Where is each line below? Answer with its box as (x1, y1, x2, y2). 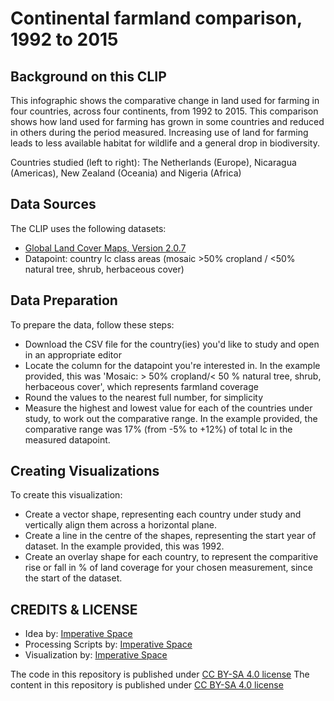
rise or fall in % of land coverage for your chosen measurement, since (24, 562, 313, 574)
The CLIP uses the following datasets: (10, 222, 167, 234)
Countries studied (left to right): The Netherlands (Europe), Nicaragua (10, 157, 297, 168)
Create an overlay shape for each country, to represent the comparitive (24, 551, 319, 563)
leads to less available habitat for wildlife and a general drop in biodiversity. (10, 137, 320, 149)
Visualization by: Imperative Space (24, 649, 168, 661)
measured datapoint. (24, 433, 111, 446)
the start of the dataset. (24, 572, 123, 584)
